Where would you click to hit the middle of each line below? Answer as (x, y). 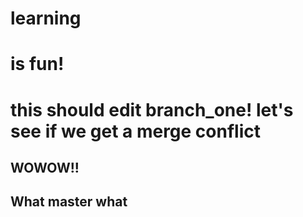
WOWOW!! (45, 167)
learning (46, 18)
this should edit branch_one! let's (152, 109)
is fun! (37, 64)
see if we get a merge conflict (135, 131)
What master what (69, 202)
